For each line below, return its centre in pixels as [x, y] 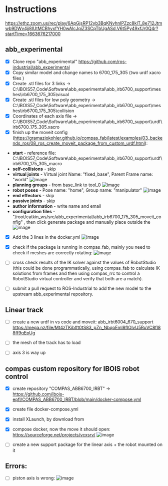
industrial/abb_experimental [41, 67]
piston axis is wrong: [33, 478]
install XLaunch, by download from [48, 419]
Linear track [24, 310]
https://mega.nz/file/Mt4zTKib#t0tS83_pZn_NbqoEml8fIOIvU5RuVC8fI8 [86, 328]
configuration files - [34, 212]
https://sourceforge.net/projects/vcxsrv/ [54, 435]
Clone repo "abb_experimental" [45, 62]
